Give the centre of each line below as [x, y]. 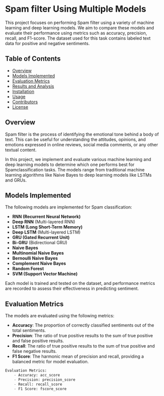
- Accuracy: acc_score [37, 375]
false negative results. [35, 351]
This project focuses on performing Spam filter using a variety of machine [80, 23]
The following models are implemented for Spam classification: [69, 207]
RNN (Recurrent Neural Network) [46, 217]
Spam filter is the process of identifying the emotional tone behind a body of [82, 134]
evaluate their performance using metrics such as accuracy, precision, [76, 33]
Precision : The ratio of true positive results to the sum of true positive [82, 336]
